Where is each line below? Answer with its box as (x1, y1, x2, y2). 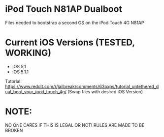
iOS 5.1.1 (12, 69, 29, 75)
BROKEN (5, 127, 23, 133)
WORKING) (5, 48, 52, 58)
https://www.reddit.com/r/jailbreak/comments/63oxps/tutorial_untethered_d (5, 83, 159, 89)
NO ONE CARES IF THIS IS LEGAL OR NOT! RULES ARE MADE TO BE (5, 122, 145, 128)
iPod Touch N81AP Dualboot (5, 3, 122, 15)
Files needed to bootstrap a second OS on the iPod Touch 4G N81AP (5, 20, 144, 26)
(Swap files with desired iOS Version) (67, 88, 143, 94)
